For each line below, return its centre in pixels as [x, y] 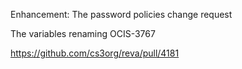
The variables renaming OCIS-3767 [83, 33]
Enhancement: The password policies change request [121, 14]
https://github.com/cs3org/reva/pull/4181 [95, 53]
